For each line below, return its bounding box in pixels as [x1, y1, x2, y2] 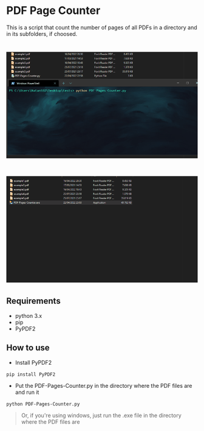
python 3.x [15, 312, 42, 319]
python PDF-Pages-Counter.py [6, 401, 80, 407]
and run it [15, 388, 39, 396]
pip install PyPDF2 [6, 371, 56, 378]
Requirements [6, 296, 61, 306]
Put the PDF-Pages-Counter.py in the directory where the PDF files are [15, 382, 192, 389]
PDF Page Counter [6, 4, 101, 18]
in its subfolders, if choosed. [6, 30, 78, 37]
